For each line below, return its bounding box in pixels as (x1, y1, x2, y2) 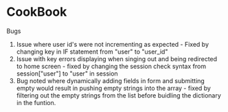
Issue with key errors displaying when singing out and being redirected (16, 54, 218, 63)
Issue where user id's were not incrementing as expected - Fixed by (16, 40, 209, 48)
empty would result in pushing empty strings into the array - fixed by (16, 84, 211, 92)
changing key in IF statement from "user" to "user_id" (16, 47, 168, 56)
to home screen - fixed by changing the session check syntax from (16, 62, 207, 70)
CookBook (6, 4, 67, 20)
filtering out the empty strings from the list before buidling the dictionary (16, 91, 221, 100)
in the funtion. (16, 98, 56, 107)
